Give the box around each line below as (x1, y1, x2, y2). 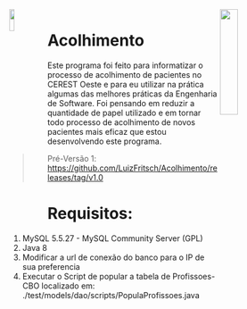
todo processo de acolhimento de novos (47, 116, 196, 128)
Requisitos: (47, 204, 134, 224)
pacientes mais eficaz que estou (47, 126, 167, 137)
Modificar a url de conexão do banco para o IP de (21, 252, 205, 263)
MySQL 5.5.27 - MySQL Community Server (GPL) (21, 232, 203, 244)
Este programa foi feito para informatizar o (47, 60, 203, 71)
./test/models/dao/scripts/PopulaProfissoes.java (21, 289, 200, 300)
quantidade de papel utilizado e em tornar (47, 107, 202, 118)
